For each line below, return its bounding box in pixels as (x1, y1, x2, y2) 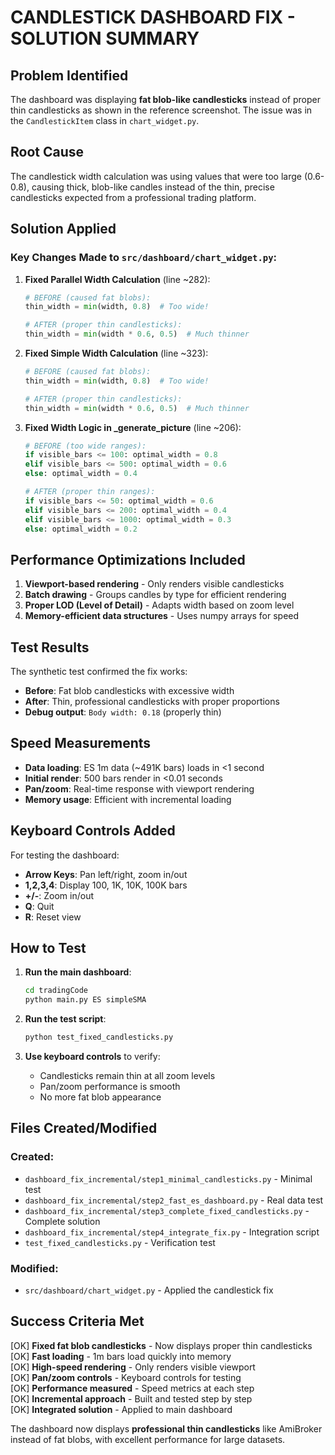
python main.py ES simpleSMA (24, 995, 147, 1005)
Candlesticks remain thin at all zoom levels (39, 1070, 216, 1082)
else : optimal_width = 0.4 (24, 469, 138, 479)
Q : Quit (24, 900, 55, 912)
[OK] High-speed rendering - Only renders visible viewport (10, 1361, 256, 1373)
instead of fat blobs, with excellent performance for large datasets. (10, 1433, 286, 1445)
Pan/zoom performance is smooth (39, 1081, 181, 1093)
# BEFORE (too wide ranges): (24, 441, 147, 451)
